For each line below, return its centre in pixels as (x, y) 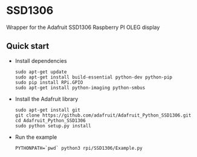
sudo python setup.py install (53, 126)
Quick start (28, 46)
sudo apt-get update (41, 72)
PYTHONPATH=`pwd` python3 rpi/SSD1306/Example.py (79, 148)
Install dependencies (41, 60)
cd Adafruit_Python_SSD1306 (50, 120)
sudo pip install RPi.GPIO (49, 82)
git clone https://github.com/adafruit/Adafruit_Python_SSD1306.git (103, 115)
